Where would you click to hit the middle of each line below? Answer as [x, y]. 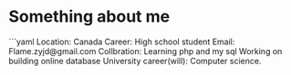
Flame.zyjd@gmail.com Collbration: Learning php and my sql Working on [145, 51]
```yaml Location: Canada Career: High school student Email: [122, 42]
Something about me [89, 17]
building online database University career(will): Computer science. [135, 61]
